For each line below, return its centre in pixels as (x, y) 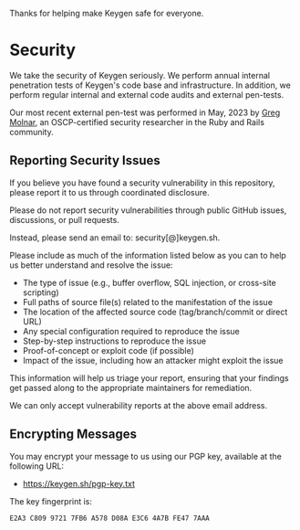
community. (31, 132)
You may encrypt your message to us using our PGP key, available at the (146, 456)
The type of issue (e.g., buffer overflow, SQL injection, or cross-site (149, 282)
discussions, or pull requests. (65, 219)
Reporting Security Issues (85, 160)
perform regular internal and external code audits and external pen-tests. (147, 94)
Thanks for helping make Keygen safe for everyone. (107, 13)
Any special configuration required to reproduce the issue (131, 331)
